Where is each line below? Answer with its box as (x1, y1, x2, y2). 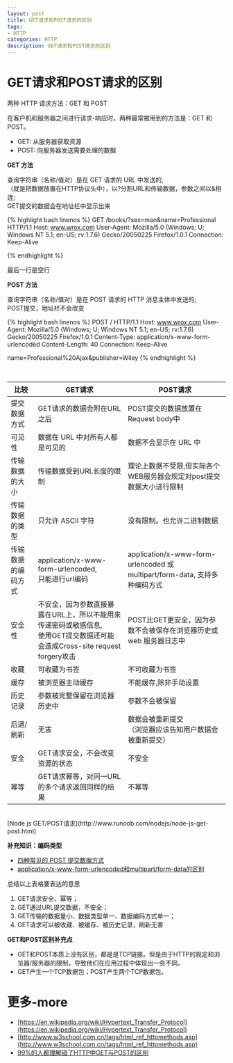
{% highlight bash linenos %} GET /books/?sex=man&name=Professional (7, 215, 216, 223)
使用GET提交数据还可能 (37, 631, 114, 640)
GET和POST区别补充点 (7, 935, 73, 943)
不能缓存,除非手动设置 (128, 677, 200, 687)
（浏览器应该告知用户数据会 (128, 725, 218, 734)
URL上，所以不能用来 (51, 610, 121, 620)
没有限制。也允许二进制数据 (128, 516, 218, 526)
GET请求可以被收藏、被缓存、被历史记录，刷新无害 (17, 920, 164, 929)
